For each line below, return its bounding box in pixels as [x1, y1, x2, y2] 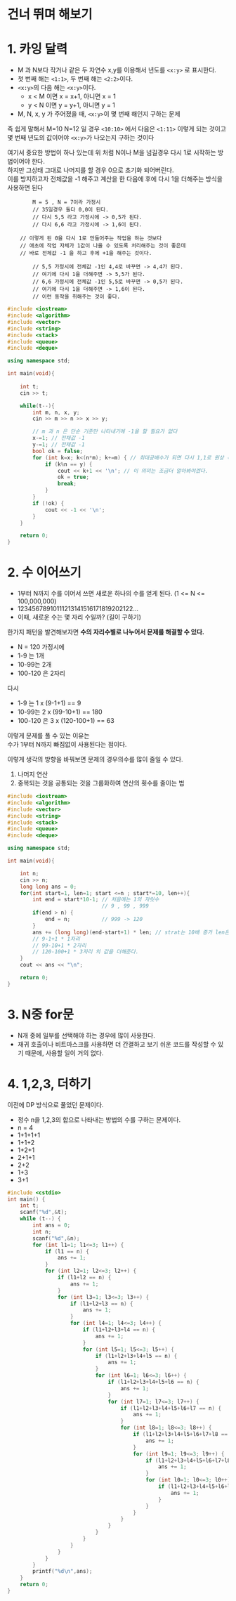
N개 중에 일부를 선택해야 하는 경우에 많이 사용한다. [17, 1031, 156, 1040]
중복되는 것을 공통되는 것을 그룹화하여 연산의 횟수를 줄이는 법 [17, 779, 185, 788]
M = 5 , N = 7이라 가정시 [32, 199, 101, 206]
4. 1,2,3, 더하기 [7, 1076, 91, 1092]
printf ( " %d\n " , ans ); [32, 1568, 93, 1575]
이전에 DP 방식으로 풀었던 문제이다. [7, 1100, 104, 1109]
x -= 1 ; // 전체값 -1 [32, 435, 86, 442]
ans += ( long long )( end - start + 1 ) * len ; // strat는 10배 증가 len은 [32, 929, 230, 936]
